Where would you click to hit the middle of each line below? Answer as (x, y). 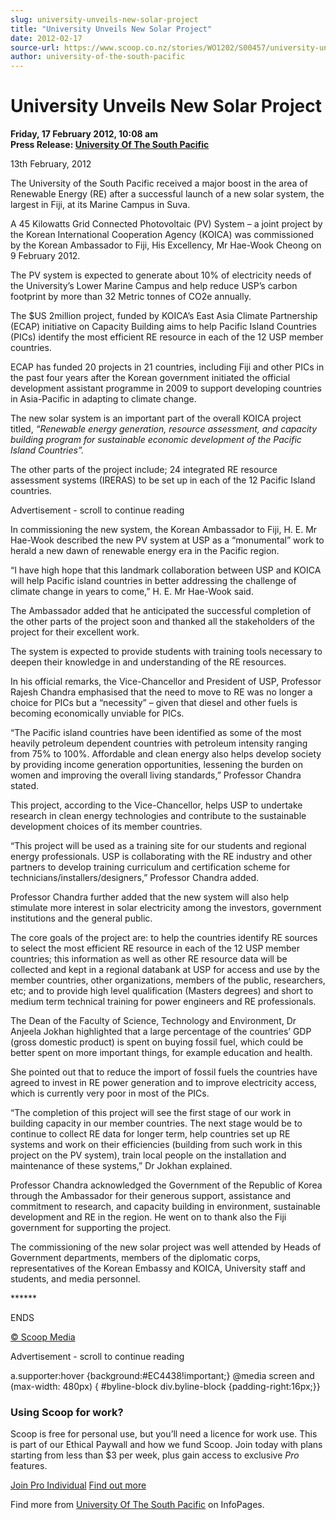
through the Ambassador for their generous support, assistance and (151, 1196)
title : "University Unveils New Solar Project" (111, 29)
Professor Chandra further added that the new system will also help (149, 897)
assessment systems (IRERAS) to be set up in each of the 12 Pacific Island (163, 480)
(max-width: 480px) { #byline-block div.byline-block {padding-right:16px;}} (165, 1387)
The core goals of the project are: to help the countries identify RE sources (164, 938)
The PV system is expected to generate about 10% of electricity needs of (161, 275)
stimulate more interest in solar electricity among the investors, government (166, 908)
